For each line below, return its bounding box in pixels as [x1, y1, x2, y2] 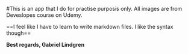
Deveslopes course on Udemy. [6, 11, 83, 19]
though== [6, 29, 31, 37]
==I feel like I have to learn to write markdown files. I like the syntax [6, 23, 174, 30]
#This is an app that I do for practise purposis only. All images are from [6, 5, 183, 12]
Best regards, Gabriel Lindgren [6, 41, 85, 48]
